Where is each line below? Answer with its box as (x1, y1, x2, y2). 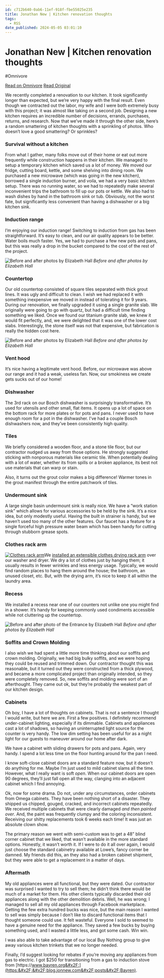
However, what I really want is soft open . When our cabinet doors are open (5, 770, 156, 777)
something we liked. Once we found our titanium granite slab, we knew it (5, 312, 151, 318)
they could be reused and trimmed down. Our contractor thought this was (5, 660, 153, 666)
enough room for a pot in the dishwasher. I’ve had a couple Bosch (5, 415, 138, 421)
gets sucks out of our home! (5, 376, 62, 382)
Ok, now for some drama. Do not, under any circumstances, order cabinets (5, 790, 156, 796)
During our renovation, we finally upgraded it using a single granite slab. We (5, 302, 158, 308)
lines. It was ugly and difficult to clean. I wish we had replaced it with (5, 291, 143, 297)
